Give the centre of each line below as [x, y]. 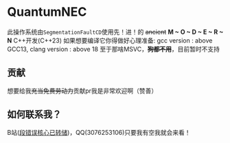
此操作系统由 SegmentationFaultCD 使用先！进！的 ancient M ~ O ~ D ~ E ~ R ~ [115, 32]
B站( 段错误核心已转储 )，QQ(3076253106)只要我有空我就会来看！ [99, 132]
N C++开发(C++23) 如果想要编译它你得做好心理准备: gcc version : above [110, 40]
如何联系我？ [34, 114]
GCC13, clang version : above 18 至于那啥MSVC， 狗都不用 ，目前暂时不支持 [113, 49]
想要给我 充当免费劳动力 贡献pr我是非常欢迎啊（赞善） [82, 91]
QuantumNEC [47, 12]
